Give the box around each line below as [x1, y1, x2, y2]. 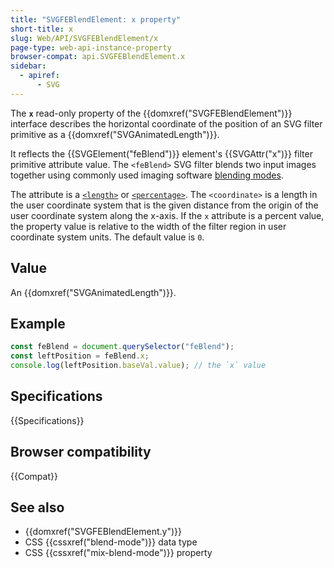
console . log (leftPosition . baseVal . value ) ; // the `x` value [10, 361, 267, 371]
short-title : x [10, 24, 74, 34]
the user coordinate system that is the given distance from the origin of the [10, 199, 319, 211]
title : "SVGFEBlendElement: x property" [10, 14, 182, 25]
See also [10, 499, 65, 516]
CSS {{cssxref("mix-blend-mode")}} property [24, 547, 213, 559]
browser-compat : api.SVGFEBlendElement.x [10, 52, 186, 62]
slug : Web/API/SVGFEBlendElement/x [10, 33, 159, 43]
